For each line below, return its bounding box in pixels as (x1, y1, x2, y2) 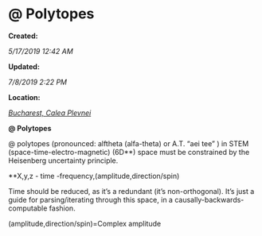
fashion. (49, 203, 76, 213)
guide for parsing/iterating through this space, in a (8, 195, 174, 204)
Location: (8, 92, 41, 102)
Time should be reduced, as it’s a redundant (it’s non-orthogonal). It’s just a (8, 186, 255, 195)
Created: (8, 31, 38, 41)
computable (8, 203, 48, 213)
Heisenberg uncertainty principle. (8, 156, 119, 165)
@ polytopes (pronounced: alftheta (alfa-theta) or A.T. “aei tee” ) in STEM (8, 138, 249, 148)
